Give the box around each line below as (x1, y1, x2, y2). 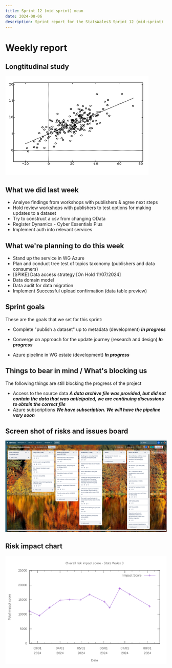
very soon (12, 412, 35, 418)
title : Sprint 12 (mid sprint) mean (5, 8, 83, 13)
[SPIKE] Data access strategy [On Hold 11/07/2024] (12, 271, 121, 277)
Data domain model (12, 277, 54, 283)
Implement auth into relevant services (12, 227, 93, 233)
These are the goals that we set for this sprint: (5, 316, 102, 322)
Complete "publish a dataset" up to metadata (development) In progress (12, 326, 166, 332)
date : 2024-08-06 (5, 13, 42, 19)
